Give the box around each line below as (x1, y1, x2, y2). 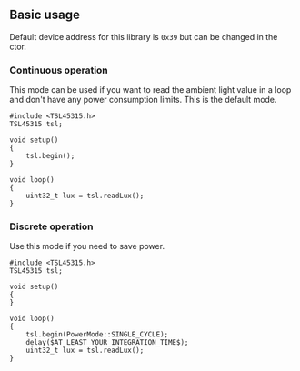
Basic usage (9, 7, 80, 23)
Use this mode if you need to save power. (9, 241, 165, 252)
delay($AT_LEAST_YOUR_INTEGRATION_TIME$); (25, 338, 189, 347)
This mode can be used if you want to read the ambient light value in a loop (9, 85, 292, 95)
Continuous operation (9, 64, 109, 76)
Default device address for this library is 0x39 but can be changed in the (9, 31, 278, 42)
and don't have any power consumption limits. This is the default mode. (9, 95, 277, 105)
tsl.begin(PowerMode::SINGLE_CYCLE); (25, 330, 169, 339)
